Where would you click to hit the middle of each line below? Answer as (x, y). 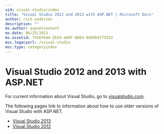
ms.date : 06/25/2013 (27, 33)
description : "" (22, 24)
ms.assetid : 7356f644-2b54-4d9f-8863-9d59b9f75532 (59, 38)
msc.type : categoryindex (31, 47)
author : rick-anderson (29, 19)
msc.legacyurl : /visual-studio (38, 42)
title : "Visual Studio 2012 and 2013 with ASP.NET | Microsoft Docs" (79, 14)
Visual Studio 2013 (32, 121)
